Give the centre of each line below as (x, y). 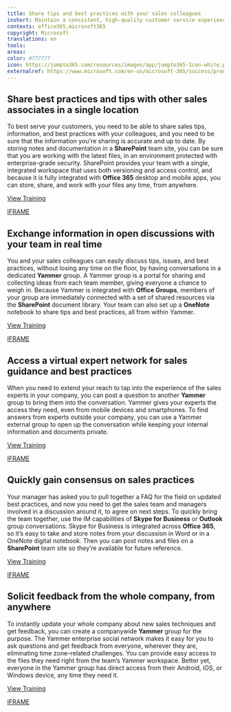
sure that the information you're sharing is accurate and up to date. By (107, 141)
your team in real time (55, 244)
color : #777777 (29, 59)
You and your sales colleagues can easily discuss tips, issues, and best (108, 261)
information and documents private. (58, 431)
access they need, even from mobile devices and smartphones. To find (108, 409)
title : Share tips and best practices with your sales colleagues (104, 13)
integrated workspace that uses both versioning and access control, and (110, 170)
